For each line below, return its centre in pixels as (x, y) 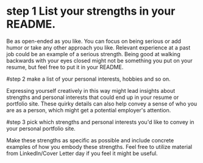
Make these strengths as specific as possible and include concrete (90, 140)
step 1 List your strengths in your (91, 11)
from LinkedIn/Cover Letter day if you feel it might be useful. (82, 153)
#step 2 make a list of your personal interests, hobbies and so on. (88, 79)
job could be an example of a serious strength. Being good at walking (94, 54)
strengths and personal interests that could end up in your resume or (93, 97)
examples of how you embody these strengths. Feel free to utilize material (99, 147)
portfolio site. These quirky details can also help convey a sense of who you (102, 103)
